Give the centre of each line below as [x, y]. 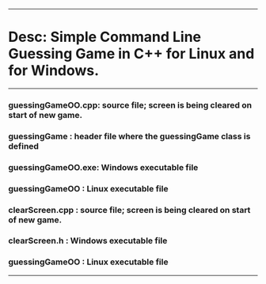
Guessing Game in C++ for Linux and [131, 54]
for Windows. [54, 71]
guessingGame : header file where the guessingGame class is [129, 136]
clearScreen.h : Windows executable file [88, 240]
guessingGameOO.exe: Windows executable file [103, 167]
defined [24, 146]
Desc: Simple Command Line [105, 37]
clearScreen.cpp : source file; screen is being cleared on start [129, 210]
